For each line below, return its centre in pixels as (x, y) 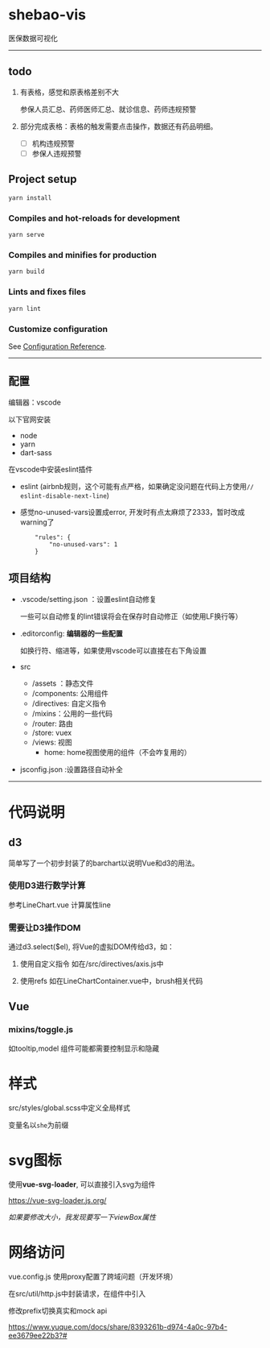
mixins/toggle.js (41, 1030)
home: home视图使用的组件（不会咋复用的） (117, 752)
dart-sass (36, 452)
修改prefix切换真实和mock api (58, 1310)
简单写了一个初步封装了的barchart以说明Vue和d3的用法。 (104, 863)
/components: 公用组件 (70, 693)
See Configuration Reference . (57, 346)
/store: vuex (52, 732)
